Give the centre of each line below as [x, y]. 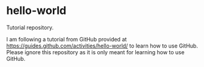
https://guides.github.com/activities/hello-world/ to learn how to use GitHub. [102, 46]
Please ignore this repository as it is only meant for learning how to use [95, 52]
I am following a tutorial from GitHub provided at [67, 39]
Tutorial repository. [30, 27]
